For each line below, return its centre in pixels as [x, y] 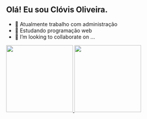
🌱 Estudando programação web [53, 30]
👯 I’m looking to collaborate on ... [55, 37]
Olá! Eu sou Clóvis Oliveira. [57, 10]
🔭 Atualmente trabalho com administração [66, 24]
